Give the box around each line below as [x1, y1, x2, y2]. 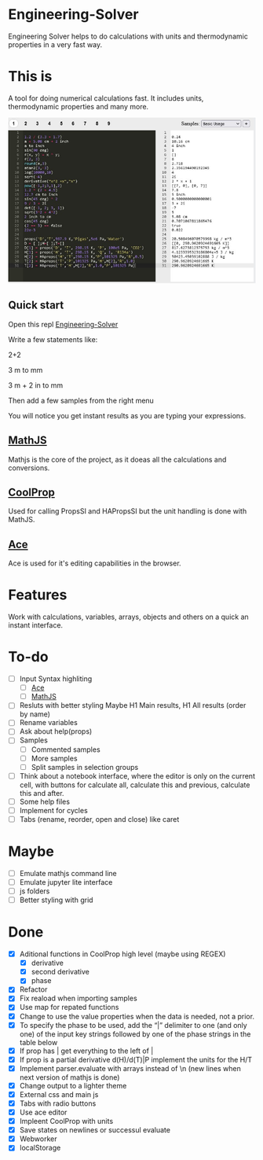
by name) [19, 709, 51, 719]
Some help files [19, 797, 71, 806]
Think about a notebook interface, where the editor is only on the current [19, 771, 255, 780]
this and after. [19, 788, 64, 797]
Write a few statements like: [8, 334, 98, 344]
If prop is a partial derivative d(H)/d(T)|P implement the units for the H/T [19, 1055, 253, 1064]
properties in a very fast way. [8, 39, 103, 49]
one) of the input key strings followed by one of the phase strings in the [19, 1029, 251, 1039]
